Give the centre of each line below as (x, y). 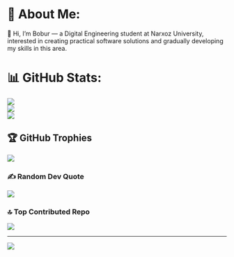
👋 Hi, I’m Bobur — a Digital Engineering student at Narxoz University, (106, 33)
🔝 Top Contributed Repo (49, 212)
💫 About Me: (44, 14)
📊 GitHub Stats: (55, 78)
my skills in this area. (37, 48)
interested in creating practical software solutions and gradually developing (116, 40)
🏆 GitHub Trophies (50, 138)
